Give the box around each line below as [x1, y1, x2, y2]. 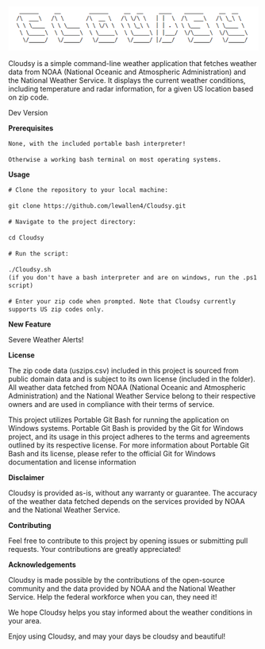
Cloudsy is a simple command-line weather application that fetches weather [8, 58, 257, 68]
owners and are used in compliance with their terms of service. [8, 399, 215, 409]
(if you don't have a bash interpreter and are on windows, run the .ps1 [8, 273, 258, 281]
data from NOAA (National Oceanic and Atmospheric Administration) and [8, 67, 247, 76]
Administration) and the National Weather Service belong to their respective [8, 391, 256, 401]
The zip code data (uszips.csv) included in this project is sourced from [8, 366, 240, 375]
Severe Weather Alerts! [8, 334, 84, 344]
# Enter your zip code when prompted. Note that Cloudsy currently [8, 297, 236, 305]
